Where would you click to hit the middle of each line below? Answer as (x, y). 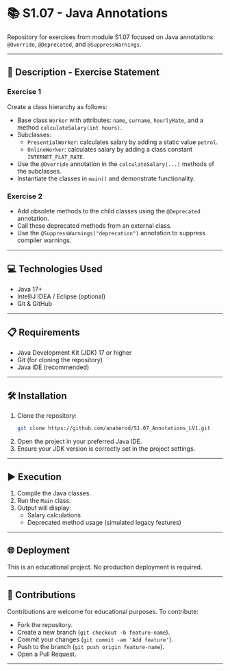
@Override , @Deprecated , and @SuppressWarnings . (74, 44)
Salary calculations (54, 515)
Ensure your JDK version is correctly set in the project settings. (106, 449)
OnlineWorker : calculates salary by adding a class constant (110, 149)
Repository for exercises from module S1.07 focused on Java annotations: (111, 37)
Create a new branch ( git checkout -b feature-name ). (93, 632)
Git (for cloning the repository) (60, 360)
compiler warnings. (44, 240)
